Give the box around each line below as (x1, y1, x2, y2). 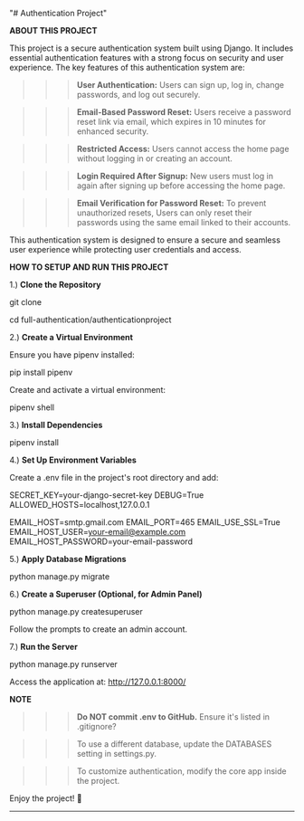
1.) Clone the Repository (9, 280, 101, 290)
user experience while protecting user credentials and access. (9, 244, 242, 254)
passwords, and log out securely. (76, 90, 201, 100)
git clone (9, 297, 43, 307)
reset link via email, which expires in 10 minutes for (76, 117, 267, 127)
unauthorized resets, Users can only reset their (76, 207, 252, 218)
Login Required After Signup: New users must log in (76, 171, 274, 181)
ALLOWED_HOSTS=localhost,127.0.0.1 (9, 500, 150, 510)
